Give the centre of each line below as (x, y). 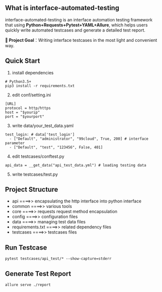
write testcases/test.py (35, 174)
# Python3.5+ (18, 82)
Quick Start (23, 61)
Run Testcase (26, 247)
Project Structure (32, 190)
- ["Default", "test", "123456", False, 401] (56, 147)
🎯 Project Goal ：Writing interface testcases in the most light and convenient (81, 40)
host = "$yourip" (23, 112)
